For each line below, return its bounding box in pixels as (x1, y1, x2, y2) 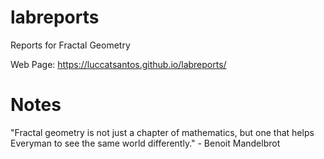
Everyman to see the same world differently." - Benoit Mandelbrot (10, 137, 281, 149)
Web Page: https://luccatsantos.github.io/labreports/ (10, 58, 227, 70)
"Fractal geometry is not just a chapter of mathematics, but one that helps (10, 126, 315, 138)
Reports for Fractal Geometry (10, 39, 131, 51)
